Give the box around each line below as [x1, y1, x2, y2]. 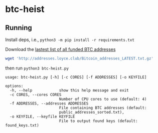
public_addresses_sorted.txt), [59, 109, 124, 114]
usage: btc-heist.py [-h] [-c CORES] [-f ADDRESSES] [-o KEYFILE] [5, 74, 147, 79]
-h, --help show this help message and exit [10, 87, 129, 93]
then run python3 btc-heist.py [5, 65, 69, 71]
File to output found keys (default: [59, 118, 138, 123]
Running [5, 23, 33, 32]
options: [5, 83, 24, 88]
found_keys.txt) [5, 122, 39, 128]
